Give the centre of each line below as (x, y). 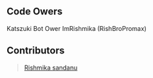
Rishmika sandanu (51, 67)
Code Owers (35, 12)
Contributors (36, 51)
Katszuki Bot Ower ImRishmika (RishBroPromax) (76, 28)
